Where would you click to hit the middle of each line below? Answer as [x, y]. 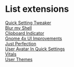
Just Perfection [21, 43]
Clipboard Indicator [25, 33]
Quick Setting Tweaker [28, 23]
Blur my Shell [18, 28]
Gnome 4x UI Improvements [34, 38]
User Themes [19, 59]
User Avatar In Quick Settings [35, 49]
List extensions [37, 9]
